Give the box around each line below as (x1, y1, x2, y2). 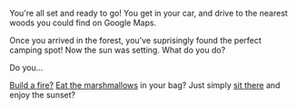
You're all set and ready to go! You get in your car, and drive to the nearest (9, 8, 288, 18)
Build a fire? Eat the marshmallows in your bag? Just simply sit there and (9, 80, 281, 90)
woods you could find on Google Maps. (9, 17, 157, 28)
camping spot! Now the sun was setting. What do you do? (9, 45, 226, 55)
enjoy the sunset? (9, 90, 75, 100)
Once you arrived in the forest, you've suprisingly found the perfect (9, 35, 262, 45)
